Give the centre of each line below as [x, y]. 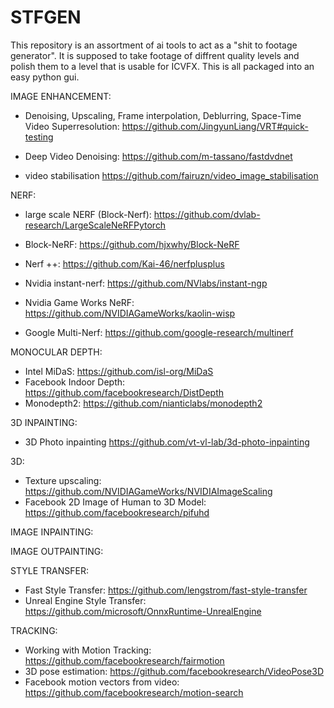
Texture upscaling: [63, 480]
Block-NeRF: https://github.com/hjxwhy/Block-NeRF [132, 244]
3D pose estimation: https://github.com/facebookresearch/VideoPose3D [174, 671]
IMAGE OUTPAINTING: [57, 551]
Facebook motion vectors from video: [102, 682]
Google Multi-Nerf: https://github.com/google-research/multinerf [159, 332]
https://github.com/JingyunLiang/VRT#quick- [215, 126]
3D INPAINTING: [44, 422]
